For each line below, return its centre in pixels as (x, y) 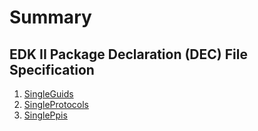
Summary (50, 17)
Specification (52, 69)
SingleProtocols (56, 104)
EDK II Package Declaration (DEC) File (128, 54)
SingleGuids (48, 94)
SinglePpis (45, 115)
